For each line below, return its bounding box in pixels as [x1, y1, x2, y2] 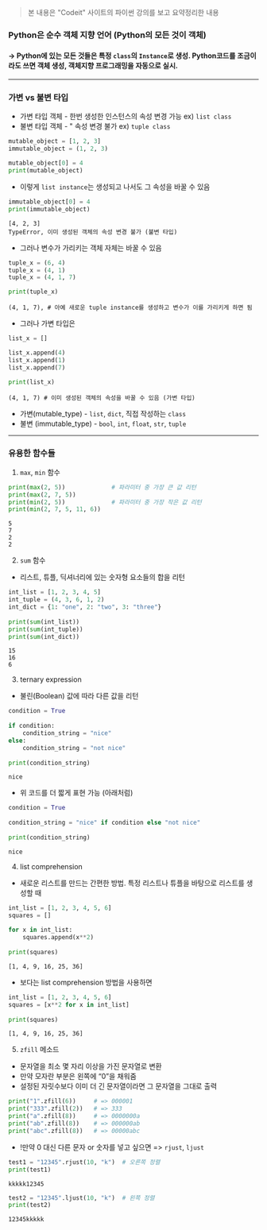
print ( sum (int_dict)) [8, 632, 80, 640]
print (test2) [8, 1201, 52, 1209]
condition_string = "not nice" [22, 744, 126, 752]
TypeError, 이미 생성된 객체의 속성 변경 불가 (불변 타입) [8, 228, 178, 236]
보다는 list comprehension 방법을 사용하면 [19, 977, 153, 987]
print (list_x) [8, 377, 56, 386]
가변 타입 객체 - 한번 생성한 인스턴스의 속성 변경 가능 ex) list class [19, 111, 232, 122]
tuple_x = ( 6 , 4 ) [8, 258, 66, 267]
